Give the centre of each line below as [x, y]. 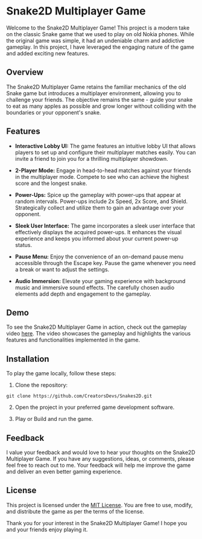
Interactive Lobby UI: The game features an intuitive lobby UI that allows [105, 146]
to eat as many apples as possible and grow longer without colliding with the [101, 106]
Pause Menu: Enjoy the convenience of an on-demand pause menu [99, 257]
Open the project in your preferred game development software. [95, 407]
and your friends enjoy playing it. [47, 529]
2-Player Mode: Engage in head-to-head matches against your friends [103, 170]
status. [23, 245]
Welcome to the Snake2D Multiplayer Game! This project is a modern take [98, 28]
